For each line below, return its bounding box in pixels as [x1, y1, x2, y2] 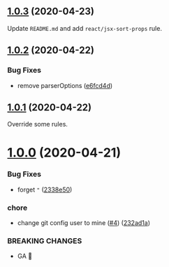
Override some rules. [7, 120, 68, 129]
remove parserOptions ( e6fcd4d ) [17, 81, 113, 89]
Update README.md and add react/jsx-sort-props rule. [7, 24, 163, 32]
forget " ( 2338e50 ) [17, 185, 73, 194]
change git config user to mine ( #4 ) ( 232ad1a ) [17, 219, 150, 227]
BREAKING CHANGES [7, 236, 82, 246]
